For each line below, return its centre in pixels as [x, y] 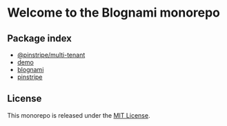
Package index [40, 38]
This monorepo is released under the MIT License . [79, 115]
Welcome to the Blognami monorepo [114, 13]
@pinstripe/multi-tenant [51, 55]
